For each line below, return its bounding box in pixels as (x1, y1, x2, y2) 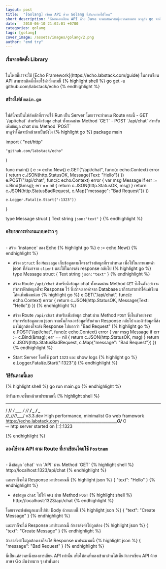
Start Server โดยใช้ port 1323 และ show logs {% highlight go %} (12, 354, 137, 360)
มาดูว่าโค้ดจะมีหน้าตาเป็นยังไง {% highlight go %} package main (5, 129, 122, 135)
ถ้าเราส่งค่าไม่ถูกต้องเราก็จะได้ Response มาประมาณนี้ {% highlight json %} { (5, 538, 141, 544)
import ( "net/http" (5, 139, 43, 145)
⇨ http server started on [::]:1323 (5, 423, 73, 429)
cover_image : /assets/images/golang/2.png (5, 35, 94, 40)
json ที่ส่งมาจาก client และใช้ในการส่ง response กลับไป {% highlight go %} (12, 265, 152, 271)
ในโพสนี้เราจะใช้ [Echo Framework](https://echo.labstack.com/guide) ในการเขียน (5, 72, 160, 78)
